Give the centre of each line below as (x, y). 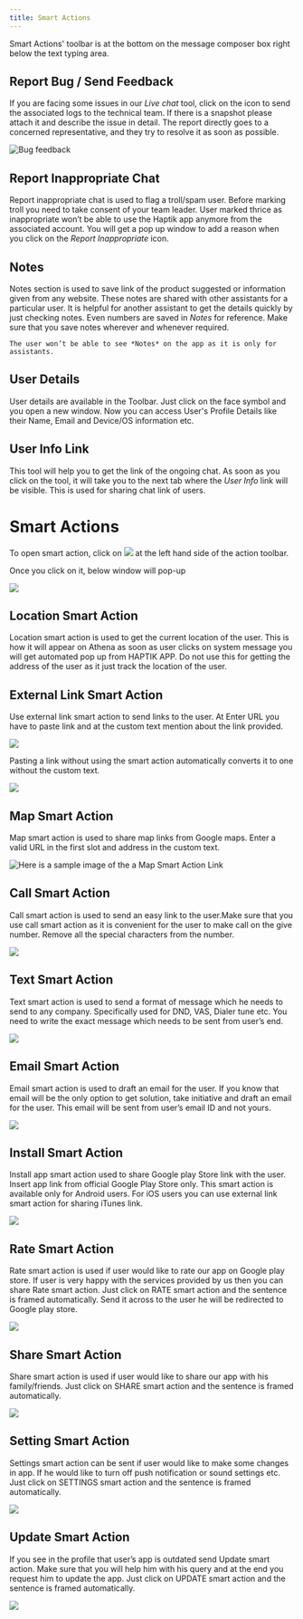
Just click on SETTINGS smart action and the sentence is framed (130, 1482)
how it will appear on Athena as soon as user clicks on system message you (151, 647)
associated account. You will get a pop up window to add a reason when (144, 229)
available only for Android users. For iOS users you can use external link (143, 1194)
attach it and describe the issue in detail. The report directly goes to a (139, 122)
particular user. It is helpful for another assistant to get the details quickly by (151, 308)
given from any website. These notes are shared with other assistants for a (149, 299)
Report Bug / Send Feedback (91, 82)
